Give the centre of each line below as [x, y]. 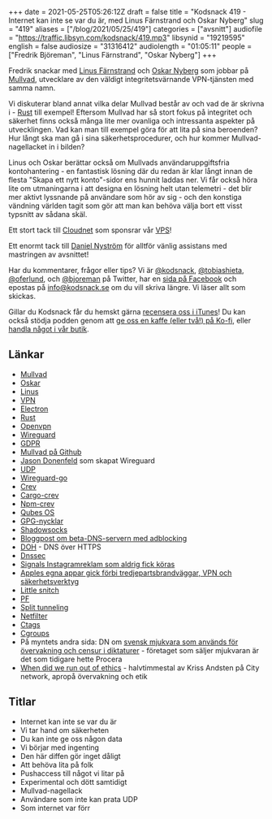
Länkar [26, 355]
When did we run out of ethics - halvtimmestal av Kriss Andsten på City [140, 667]
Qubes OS [37, 512]
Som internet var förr [55, 808]
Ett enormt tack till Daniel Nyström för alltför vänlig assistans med [118, 246]
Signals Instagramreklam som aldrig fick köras [97, 564]
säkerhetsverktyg [50, 581]
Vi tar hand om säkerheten [65, 730]
